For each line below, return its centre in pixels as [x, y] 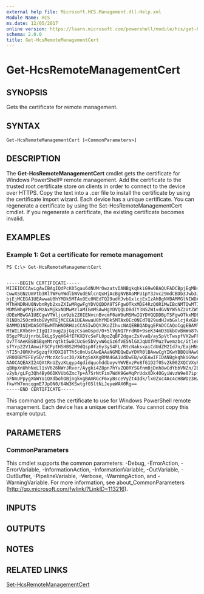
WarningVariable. [28, 482]
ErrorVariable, [24, 470]
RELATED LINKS [37, 570]
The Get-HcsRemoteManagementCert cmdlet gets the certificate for [93, 173]
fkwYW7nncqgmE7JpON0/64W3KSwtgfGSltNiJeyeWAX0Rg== [72, 384]
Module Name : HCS [28, 18]
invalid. [15, 218]
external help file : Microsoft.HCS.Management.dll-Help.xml [84, 12]
